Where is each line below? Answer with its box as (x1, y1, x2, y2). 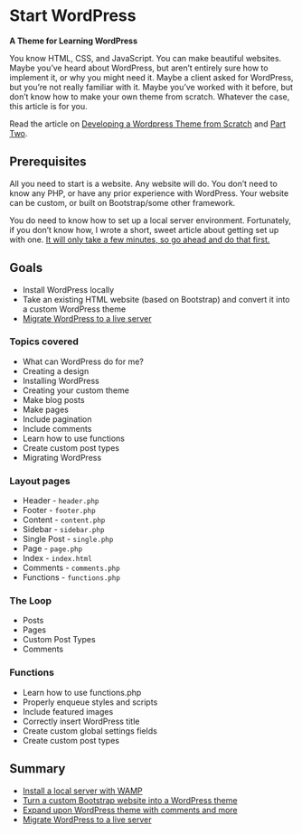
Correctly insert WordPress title (22, 716, 140, 726)
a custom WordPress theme (22, 304, 127, 314)
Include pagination (22, 413, 92, 425)
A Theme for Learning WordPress (9, 35, 138, 46)
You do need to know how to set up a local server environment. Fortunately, (9, 214, 292, 226)
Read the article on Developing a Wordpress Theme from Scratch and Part (9, 118, 287, 129)
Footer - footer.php (22, 505, 97, 516)
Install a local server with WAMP (22, 785, 143, 796)
